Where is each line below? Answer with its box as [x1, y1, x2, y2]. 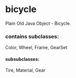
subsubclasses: [5, 56, 40, 62]
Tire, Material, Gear [5, 67, 46, 73]
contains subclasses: [5, 33, 59, 40]
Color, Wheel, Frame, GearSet [5, 45, 67, 51]
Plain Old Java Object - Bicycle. [5, 20, 71, 26]
